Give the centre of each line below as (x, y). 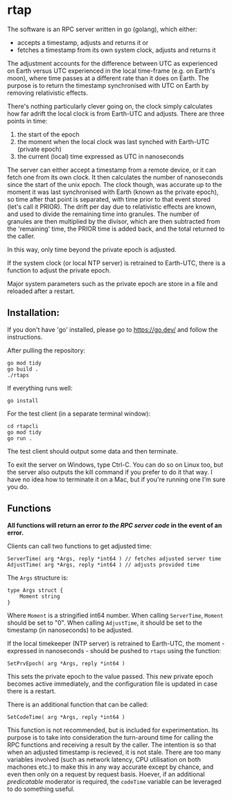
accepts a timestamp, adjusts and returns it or (83, 42)
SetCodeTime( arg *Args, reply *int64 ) (66, 717)
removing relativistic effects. (48, 93)
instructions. (25, 337)
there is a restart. (32, 691)
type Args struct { (35, 590)
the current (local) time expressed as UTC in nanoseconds (100, 156)
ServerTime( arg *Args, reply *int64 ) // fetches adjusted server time (114, 559)
